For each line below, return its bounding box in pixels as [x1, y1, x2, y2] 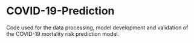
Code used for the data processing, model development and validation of [6, 24, 189, 31]
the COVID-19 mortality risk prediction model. [6, 30, 120, 37]
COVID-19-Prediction [6, 4, 115, 18]
